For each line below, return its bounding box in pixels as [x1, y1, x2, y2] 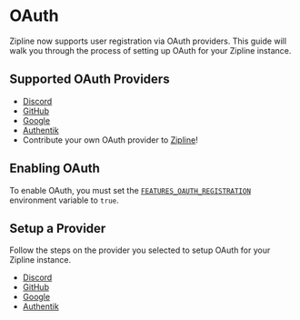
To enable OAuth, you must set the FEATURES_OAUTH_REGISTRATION [9, 185, 252, 195]
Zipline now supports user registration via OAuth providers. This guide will [9, 35, 287, 46]
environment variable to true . [9, 195, 120, 205]
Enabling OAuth [9, 161, 100, 176]
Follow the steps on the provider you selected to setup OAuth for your [9, 245, 271, 255]
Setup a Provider [9, 220, 106, 236]
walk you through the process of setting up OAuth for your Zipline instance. [9, 45, 292, 55]
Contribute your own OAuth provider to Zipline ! [22, 134, 198, 145]
